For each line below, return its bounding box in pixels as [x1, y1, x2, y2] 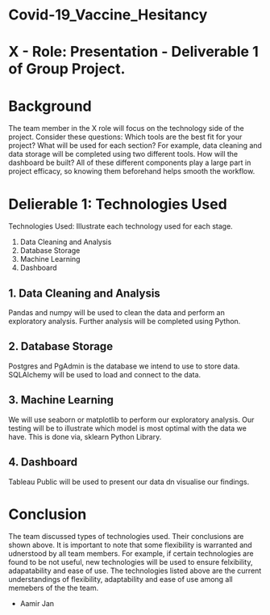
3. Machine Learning [8, 394, 114, 407]
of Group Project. [8, 60, 126, 78]
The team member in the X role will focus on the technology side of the [8, 124, 244, 133]
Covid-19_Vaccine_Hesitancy [8, 6, 208, 24]
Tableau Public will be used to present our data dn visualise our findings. [8, 477, 250, 487]
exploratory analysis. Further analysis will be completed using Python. [8, 317, 241, 326]
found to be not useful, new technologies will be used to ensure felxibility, [8, 558, 253, 567]
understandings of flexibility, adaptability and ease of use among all [8, 575, 233, 584]
